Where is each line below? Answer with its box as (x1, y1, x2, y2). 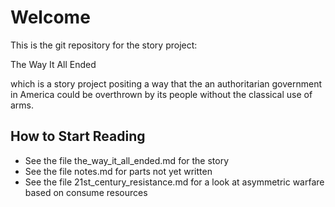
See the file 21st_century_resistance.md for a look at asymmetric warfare (24, 176, 325, 188)
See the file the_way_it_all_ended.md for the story (24, 154, 230, 166)
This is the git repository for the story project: (10, 39, 198, 51)
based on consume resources (24, 186, 148, 198)
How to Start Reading (10, 128, 146, 145)
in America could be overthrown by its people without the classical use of (10, 88, 313, 100)
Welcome (10, 6, 91, 29)
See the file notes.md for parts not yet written (24, 165, 213, 177)
